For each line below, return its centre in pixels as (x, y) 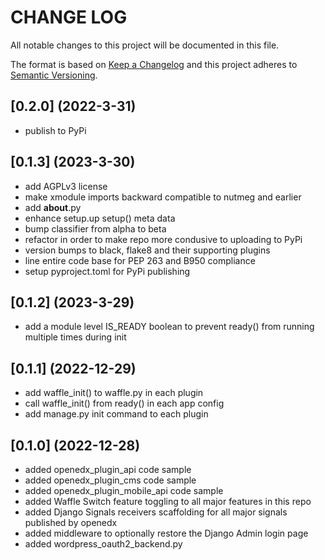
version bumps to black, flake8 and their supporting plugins (147, 250)
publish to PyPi (55, 130)
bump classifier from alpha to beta (95, 228)
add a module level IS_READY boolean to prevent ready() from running (169, 327)
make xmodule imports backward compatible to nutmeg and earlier (163, 197)
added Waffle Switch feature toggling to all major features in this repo (168, 501)
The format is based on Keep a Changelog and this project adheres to (154, 64)
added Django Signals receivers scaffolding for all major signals (156, 512)
